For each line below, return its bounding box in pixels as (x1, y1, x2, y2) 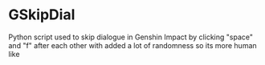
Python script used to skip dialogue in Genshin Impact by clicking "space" (8, 32, 253, 42)
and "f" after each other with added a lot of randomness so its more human (8, 40, 257, 50)
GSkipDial (8, 6, 75, 24)
